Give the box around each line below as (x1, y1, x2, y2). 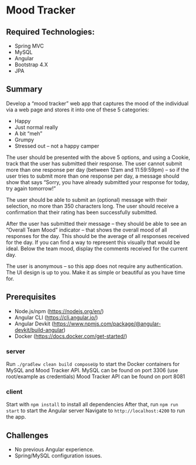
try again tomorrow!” (6, 185, 56, 192)
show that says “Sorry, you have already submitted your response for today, (6, 178, 190, 185)
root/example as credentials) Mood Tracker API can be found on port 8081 (6, 373, 185, 380)
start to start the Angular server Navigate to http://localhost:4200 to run (6, 407, 185, 414)
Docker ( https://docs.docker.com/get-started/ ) (14, 332, 128, 340)
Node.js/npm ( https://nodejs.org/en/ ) (14, 307, 104, 314)
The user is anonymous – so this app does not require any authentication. (6, 262, 183, 270)
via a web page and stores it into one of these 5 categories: (6, 106, 149, 113)
